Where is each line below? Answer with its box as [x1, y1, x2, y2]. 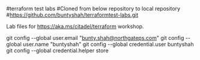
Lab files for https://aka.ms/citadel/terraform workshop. [6, 23, 144, 30]
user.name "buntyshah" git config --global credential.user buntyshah [23, 41, 194, 48]
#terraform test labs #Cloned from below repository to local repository [6, 5, 181, 12]
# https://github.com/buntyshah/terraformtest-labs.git [6, 11, 139, 18]
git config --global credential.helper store [6, 47, 109, 54]
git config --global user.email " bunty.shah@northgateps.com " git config [6, 34, 184, 41]
